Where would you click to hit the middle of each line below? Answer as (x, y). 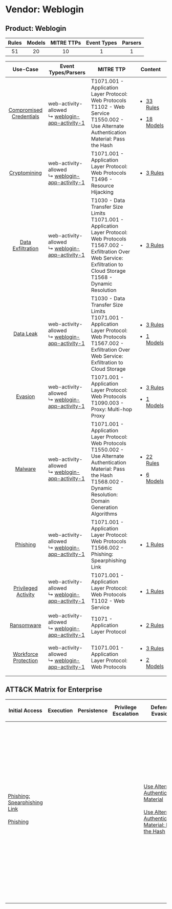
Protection (26, 661)
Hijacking (102, 192)
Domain (101, 501)
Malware (26, 469)
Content (151, 69)
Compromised (25, 110)
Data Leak (26, 334)
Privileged (26, 588)
